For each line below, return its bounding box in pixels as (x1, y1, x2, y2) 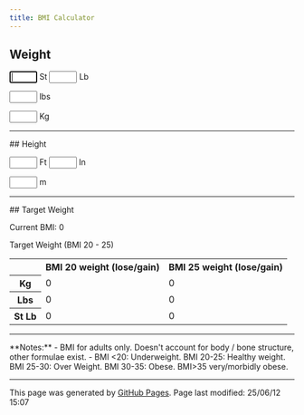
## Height (9, 139, 47, 150)
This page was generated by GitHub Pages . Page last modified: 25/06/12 (9, 387, 281, 398)
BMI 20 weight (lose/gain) (44, 261, 160, 274)
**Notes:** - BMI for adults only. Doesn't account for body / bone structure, (9, 342, 294, 352)
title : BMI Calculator (9, 13, 95, 23)
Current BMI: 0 (9, 222, 65, 233)
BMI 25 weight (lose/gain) (168, 261, 283, 274)
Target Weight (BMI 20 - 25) (9, 239, 115, 250)
